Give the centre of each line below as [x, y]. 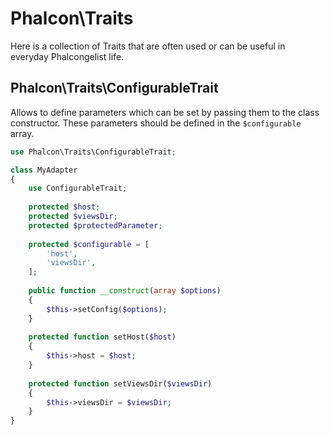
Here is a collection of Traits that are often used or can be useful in [148, 46]
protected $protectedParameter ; [95, 225]
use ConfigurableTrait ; [78, 188]
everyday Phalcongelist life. [67, 56]
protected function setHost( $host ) [102, 337]
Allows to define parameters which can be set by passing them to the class [165, 112]
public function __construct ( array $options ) [125, 291]
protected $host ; [64, 207]
